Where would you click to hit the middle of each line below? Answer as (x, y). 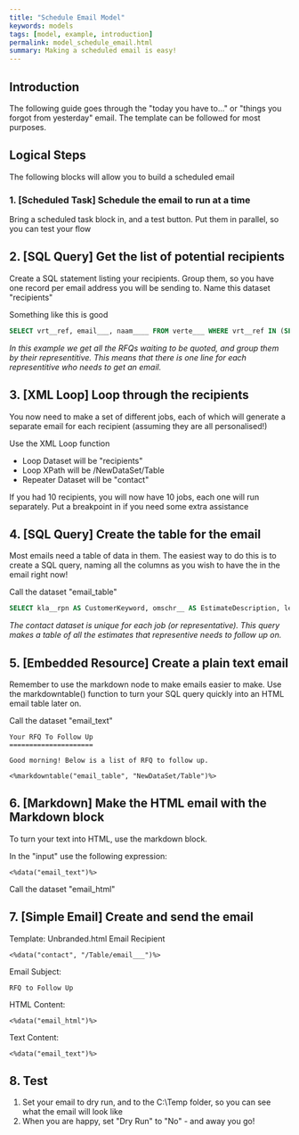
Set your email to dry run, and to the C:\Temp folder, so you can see (146, 1102)
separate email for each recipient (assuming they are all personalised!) (138, 426)
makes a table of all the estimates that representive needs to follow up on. (145, 635)
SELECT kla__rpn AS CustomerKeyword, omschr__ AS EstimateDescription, (145, 609)
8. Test (28, 1081)
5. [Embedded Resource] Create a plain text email (149, 663)
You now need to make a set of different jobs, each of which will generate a (148, 417)
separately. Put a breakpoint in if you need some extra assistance (129, 506)
